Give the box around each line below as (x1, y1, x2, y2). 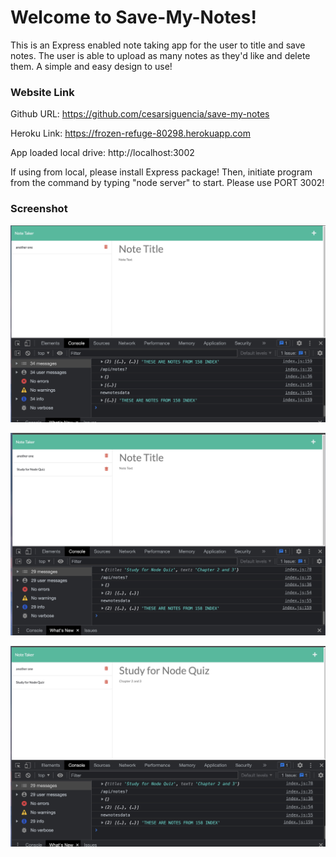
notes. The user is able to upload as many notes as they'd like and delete (10, 49, 311, 61)
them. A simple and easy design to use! (10, 60, 173, 72)
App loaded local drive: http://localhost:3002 (10, 147, 195, 159)
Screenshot (10, 202, 68, 216)
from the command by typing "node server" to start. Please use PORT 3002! (10, 177, 325, 189)
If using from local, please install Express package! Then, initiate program (10, 166, 313, 178)
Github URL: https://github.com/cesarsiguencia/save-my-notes (10, 108, 270, 120)
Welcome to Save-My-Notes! (10, 6, 257, 29)
